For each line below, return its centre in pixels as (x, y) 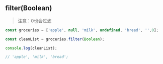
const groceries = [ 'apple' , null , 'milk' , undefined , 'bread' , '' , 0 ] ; (82, 30)
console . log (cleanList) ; (31, 48)
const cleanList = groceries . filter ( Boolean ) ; (55, 39)
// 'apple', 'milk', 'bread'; (37, 57)
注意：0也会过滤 (34, 21)
